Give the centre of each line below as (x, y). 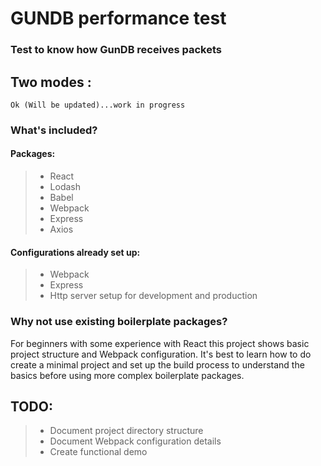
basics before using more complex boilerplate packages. (127, 375)
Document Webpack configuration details (135, 441)
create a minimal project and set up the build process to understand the (157, 364)
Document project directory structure (126, 431)
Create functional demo (98, 452)
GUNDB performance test (118, 18)
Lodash (65, 187)
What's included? (54, 130)
